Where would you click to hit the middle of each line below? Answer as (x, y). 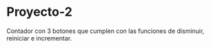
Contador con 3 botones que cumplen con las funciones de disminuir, (105, 31)
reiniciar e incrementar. (39, 38)
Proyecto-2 (40, 12)
